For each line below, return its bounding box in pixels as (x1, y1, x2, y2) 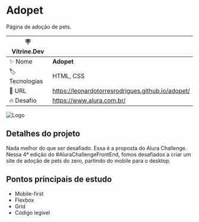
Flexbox (14, 196, 34, 204)
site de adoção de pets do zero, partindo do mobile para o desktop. (6, 157, 171, 164)
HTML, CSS (52, 72, 85, 80)
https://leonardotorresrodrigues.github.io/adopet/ (52, 87, 190, 95)
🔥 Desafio (9, 96, 37, 104)
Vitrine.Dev (11, 47, 44, 55)
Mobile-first (14, 190, 44, 197)
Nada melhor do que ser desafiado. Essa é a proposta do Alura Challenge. (6, 144, 187, 151)
